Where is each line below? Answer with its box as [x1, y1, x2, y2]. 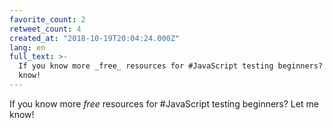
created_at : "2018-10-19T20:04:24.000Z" [9, 33, 181, 43]
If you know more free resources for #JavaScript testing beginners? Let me [9, 97, 319, 110]
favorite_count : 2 [9, 14, 86, 25]
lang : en [9, 42, 46, 53]
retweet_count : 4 [9, 24, 82, 34]
